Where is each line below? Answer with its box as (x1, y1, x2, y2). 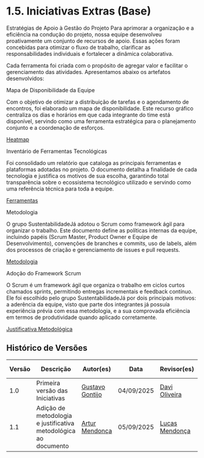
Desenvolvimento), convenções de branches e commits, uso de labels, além (6, 240, 197, 247)
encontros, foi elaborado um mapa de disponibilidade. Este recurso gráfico (6, 104, 194, 112)
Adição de (36, 403, 66, 412)
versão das (36, 386, 68, 395)
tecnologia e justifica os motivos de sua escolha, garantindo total (6, 172, 169, 180)
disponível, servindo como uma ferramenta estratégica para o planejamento (6, 117, 196, 125)
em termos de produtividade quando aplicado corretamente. (6, 314, 158, 321)
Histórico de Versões (6, 343, 88, 353)
